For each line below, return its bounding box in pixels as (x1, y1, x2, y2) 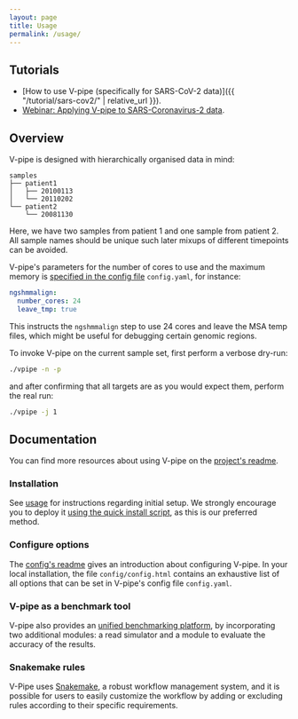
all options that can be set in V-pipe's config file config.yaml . (9, 578, 232, 589)
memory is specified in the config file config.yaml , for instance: (9, 272, 241, 281)
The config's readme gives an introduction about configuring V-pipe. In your (9, 558, 288, 569)
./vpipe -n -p (9, 365, 62, 374)
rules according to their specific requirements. (9, 700, 179, 711)
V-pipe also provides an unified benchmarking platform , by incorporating (9, 620, 276, 631)
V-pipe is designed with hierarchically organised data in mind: (9, 154, 235, 164)
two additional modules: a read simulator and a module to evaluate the (9, 629, 266, 640)
